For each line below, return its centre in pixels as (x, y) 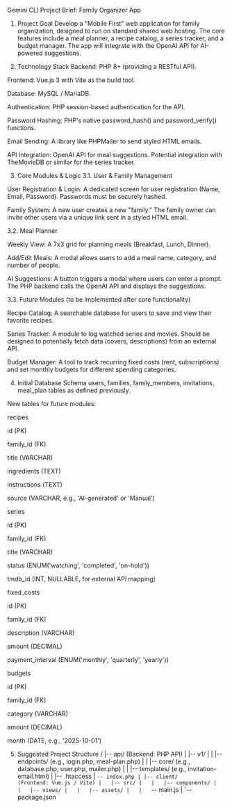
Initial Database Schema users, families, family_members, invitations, (116, 383)
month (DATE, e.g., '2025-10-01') (55, 741)
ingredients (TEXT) (34, 471)
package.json (37, 797)
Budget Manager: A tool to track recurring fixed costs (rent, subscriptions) (114, 362)
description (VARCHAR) (41, 633)
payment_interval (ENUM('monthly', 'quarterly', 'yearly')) (88, 660)
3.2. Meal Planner (32, 231)
